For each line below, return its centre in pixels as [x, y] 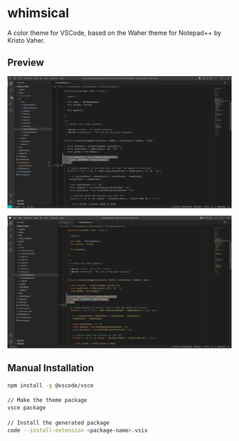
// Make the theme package [47, 400]
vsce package [27, 408]
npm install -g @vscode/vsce [51, 386]
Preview [26, 63]
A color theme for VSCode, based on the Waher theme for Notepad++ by [115, 33]
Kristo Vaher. [26, 40]
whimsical [38, 13]
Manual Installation [51, 368]
